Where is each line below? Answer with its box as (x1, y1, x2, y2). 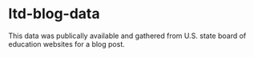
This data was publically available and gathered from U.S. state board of (8, 31, 247, 40)
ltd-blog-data (8, 5, 100, 23)
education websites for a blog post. (8, 39, 126, 48)
